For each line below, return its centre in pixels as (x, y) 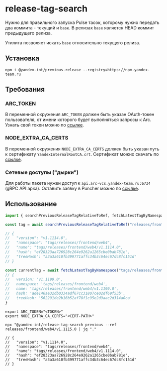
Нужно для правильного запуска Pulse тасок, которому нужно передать (83, 22)
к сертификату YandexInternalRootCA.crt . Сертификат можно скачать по (82, 154)
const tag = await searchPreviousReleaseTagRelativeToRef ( (68, 225)
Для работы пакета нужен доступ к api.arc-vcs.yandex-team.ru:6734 (78, 183)
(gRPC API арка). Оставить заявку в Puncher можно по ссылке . (72, 188)
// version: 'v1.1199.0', (34, 279)
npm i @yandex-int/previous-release (43, 70)
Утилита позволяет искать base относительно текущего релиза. (73, 42)
